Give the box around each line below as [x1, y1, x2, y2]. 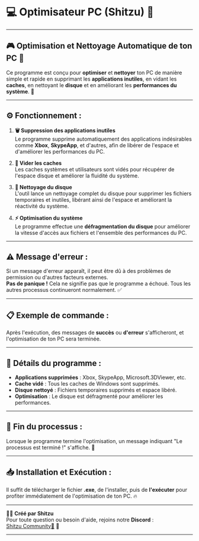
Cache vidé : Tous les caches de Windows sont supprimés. [14, 380, 160, 387]
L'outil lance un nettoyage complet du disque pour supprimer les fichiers [14, 190, 192, 197]
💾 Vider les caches [14, 159, 62, 167]
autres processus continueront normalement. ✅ [6, 287, 123, 294]
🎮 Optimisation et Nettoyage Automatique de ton [6, 41, 192, 51]
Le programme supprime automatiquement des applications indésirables [14, 135, 192, 142]
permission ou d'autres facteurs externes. [6, 274, 108, 281]
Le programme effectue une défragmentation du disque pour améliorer [14, 222, 191, 230]
